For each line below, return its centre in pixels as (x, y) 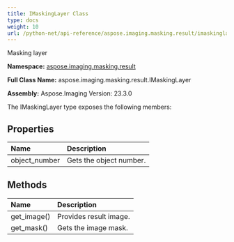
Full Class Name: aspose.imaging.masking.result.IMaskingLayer (99, 80)
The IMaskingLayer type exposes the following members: (89, 107)
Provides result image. (93, 216)
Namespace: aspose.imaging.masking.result (71, 66)
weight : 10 (23, 27)
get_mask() (29, 227)
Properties (31, 129)
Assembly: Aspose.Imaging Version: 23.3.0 (70, 93)
